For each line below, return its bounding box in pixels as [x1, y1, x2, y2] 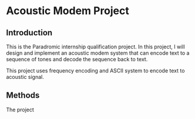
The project [6, 106, 34, 113]
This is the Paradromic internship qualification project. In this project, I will [6, 43, 185, 50]
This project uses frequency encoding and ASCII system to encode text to [6, 67, 185, 74]
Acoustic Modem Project [6, 4, 129, 18]
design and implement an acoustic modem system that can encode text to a [6, 49, 190, 57]
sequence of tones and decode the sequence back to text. [6, 56, 148, 62]
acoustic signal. [6, 74, 44, 80]
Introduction [6, 28, 53, 38]
